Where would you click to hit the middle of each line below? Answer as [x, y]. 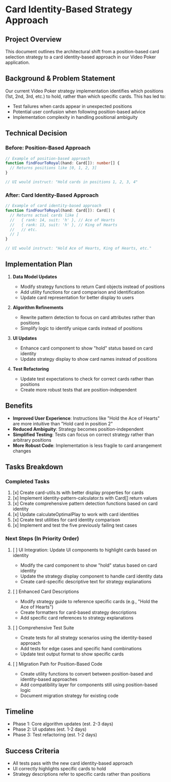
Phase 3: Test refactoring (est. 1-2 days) [55, 735]
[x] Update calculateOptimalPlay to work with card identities [76, 515]
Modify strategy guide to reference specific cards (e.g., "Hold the [89, 601]
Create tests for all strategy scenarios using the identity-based [86, 637]
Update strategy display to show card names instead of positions [89, 359]
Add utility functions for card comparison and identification [82, 292]
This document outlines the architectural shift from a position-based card [82, 52]
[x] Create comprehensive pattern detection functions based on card [85, 504]
